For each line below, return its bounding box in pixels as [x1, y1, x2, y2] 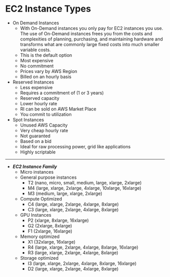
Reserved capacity [20, 95, 60, 101]
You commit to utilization [20, 111, 72, 117]
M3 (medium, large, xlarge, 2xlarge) [27, 190, 103, 196]
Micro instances [20, 169, 54, 175]
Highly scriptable [20, 149, 56, 155]
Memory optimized [20, 233, 60, 240]
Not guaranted [20, 133, 51, 139]
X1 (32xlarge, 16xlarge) [27, 239, 76, 245]
